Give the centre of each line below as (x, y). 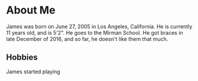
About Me (31, 10)
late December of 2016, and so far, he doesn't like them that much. (87, 39)
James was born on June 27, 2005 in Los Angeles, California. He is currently (99, 26)
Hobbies (22, 57)
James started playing (33, 72)
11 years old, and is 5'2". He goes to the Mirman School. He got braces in (95, 32)
